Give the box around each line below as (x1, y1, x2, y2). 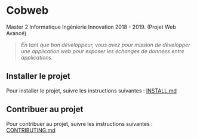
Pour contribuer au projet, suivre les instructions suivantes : (6, 120, 153, 127)
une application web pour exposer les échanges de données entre (20, 47, 184, 54)
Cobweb (6, 4, 49, 17)
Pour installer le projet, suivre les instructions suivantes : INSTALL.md (6, 87, 177, 94)
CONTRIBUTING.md (6, 126, 56, 134)
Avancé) (6, 29, 27, 36)
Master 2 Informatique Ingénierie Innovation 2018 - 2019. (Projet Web (6, 23, 176, 30)
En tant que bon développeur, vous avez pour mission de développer (20, 41, 190, 48)
